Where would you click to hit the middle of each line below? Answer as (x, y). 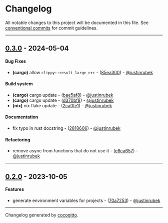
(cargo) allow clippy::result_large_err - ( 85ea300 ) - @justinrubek (83, 72)
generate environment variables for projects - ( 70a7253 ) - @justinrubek (86, 200)
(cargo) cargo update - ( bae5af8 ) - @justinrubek (63, 95)
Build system (19, 84)
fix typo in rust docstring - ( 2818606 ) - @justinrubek (66, 128)
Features (14, 189)
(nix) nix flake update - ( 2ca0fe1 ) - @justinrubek (62, 105)
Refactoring (18, 140)
